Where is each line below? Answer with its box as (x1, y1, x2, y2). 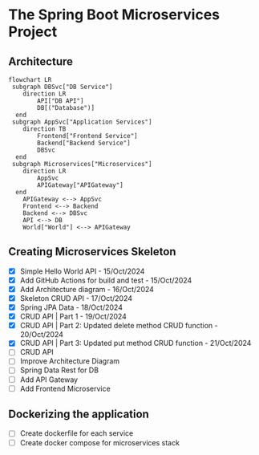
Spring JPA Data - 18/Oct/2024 (19, 303, 123, 312)
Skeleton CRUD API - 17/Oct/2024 (19, 294, 132, 303)
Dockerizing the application (8, 408, 150, 421)
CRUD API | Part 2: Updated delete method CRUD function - (19, 321, 218, 331)
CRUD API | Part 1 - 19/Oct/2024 (19, 311, 127, 322)
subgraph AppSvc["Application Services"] (11, 118, 152, 126)
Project (8, 22, 58, 41)
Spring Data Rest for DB (19, 365, 99, 375)
